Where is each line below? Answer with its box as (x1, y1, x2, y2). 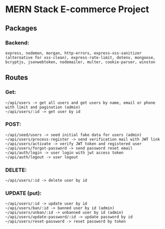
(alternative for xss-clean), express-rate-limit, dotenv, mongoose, (5, 55, 156, 60)
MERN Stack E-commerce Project (5, 4, 149, 15)
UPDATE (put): (5, 190, 42, 197)
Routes (5, 73, 28, 82)
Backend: (5, 39, 29, 46)
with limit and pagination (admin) (5, 104, 81, 110)
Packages (5, 24, 37, 33)
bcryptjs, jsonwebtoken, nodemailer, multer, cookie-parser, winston (5, 60, 156, 65)
